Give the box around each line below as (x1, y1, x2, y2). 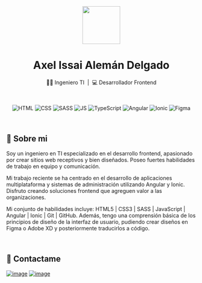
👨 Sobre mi (6, 134, 48, 144)
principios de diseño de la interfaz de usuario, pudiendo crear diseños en (6, 218, 188, 226)
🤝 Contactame (6, 254, 62, 264)
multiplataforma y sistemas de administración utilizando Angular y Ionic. (6, 181, 185, 188)
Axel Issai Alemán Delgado (33, 59, 170, 72)
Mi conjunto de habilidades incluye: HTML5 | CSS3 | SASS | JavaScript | (6, 205, 186, 212)
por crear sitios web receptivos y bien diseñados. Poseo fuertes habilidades (6, 156, 195, 163)
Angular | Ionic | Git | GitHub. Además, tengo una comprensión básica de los (6, 212, 196, 219)
